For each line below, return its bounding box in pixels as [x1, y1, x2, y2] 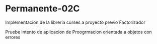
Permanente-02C [5, 3, 80, 14]
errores [5, 34, 21, 40]
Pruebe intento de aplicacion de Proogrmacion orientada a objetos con [5, 29, 152, 35]
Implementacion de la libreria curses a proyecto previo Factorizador [5, 19, 146, 25]
